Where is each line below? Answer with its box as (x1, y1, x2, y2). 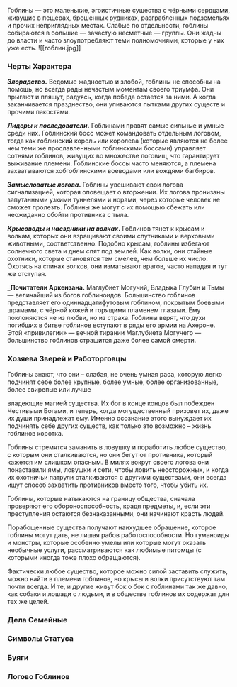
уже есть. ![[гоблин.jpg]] (7, 44, 81, 52)
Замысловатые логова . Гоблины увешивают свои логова (7, 180, 184, 189)
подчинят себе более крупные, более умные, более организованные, (7, 378, 219, 386)
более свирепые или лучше (7, 385, 91, 393)
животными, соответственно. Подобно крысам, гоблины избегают (7, 239, 210, 248)
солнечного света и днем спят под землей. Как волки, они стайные (7, 247, 213, 255)
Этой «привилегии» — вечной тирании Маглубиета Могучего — (7, 329, 202, 337)
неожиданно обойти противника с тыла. (7, 211, 129, 219)
